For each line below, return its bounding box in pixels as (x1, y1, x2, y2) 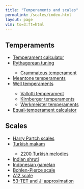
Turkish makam (12, 140, 45, 146)
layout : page (5, 17, 33, 22)
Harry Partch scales (12, 135, 55, 141)
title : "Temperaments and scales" (5, 7, 79, 13)
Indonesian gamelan (12, 161, 55, 167)
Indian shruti (12, 156, 39, 162)
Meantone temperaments (12, 75, 66, 81)
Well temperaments (12, 80, 54, 87)
